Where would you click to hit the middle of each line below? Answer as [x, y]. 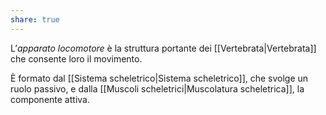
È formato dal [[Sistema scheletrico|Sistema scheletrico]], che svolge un [159, 78]
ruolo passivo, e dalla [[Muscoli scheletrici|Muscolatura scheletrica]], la [157, 88]
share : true [35, 19]
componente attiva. [50, 99]
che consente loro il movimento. [76, 58]
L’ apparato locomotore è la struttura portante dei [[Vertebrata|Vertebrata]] [163, 48]
